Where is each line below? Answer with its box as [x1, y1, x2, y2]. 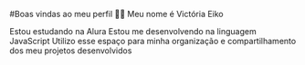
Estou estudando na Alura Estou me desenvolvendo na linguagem [9, 26, 258, 36]
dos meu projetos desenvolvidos [9, 45, 132, 56]
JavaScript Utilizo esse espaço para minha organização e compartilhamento [9, 36, 297, 46]
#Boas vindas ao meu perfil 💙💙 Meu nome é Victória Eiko [9, 9, 224, 19]
